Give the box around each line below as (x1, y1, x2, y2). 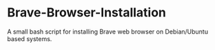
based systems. (7, 34, 52, 42)
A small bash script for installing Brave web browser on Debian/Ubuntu (7, 27, 209, 36)
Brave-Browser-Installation (7, 5, 167, 21)
